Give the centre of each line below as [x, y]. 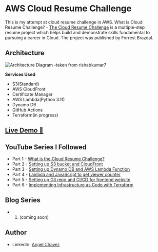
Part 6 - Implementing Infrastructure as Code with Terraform [73, 184]
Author [16, 233]
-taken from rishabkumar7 [80, 65]
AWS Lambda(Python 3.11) [38, 99]
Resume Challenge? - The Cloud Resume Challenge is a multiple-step [75, 27]
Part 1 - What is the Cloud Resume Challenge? [58, 159]
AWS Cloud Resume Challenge [68, 9]
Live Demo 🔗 [24, 130]
